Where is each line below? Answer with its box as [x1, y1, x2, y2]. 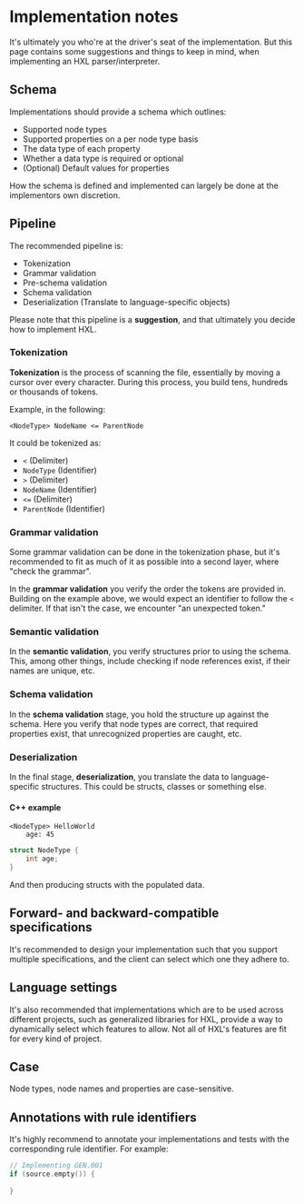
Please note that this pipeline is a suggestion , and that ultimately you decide [9, 313, 296, 324]
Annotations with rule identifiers [9, 1109, 197, 1125]
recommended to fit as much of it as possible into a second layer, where [9, 556, 279, 567]
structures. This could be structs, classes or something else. [41, 781, 268, 792]
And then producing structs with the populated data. [9, 879, 205, 890]
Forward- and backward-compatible [9, 906, 220, 921]
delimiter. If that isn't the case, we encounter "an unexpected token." [9, 602, 266, 614]
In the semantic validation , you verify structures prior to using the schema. [9, 646, 291, 657]
